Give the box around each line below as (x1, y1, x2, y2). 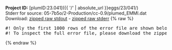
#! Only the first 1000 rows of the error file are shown (5, 25, 154, 31)
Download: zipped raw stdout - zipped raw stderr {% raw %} (5, 16, 134, 21)
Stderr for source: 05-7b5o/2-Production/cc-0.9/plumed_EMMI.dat (5, 10, 147, 16)
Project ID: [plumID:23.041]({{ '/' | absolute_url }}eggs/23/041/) (5, 5, 139, 11)
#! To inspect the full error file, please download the (5, 30, 152, 36)
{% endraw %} (5, 40, 37, 45)
